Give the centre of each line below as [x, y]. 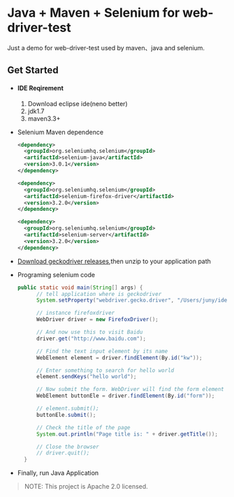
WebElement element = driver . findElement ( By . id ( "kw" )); [119, 357]
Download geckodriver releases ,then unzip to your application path [114, 261]
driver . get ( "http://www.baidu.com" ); [91, 339]
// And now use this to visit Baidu [89, 332]
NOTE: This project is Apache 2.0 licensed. [86, 487]
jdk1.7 [36, 111]
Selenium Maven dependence [60, 132]
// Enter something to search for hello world [105, 370]
